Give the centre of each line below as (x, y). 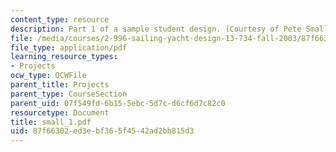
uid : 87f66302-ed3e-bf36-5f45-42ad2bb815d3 (102, 131)
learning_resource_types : (64, 57)
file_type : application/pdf (69, 47)
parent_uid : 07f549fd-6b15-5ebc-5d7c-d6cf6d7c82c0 (118, 103)
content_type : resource (60, 19)
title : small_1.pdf (51, 122)
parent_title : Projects (60, 85)
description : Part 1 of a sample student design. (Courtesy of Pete (156, 29)
